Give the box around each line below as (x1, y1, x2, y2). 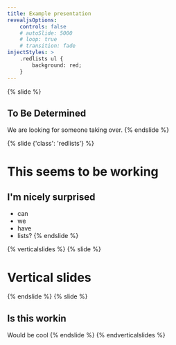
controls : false (19, 23, 67, 30)
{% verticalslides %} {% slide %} (7, 245, 102, 253)
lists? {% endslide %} (17, 232, 79, 240)
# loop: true (19, 36, 58, 43)
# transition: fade (19, 42, 76, 49)
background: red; (32, 62, 82, 69)
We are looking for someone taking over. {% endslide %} (7, 126, 170, 134)
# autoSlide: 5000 (19, 29, 73, 37)
